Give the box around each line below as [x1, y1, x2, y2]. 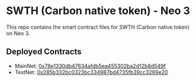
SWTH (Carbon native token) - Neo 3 [6, 4, 191, 18]
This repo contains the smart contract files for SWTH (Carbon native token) [6, 23, 190, 31]
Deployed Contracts [6, 47, 82, 57]
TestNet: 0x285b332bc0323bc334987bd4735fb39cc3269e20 [14, 69, 168, 76]
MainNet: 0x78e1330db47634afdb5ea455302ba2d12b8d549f [14, 62, 166, 69]
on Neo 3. [6, 29, 31, 36]
